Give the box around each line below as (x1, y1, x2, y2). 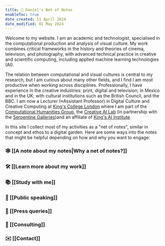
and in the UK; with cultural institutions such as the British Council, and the (5, 93, 159, 99)
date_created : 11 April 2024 (5, 17, 66, 22)
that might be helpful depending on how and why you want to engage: (5, 135, 150, 141)
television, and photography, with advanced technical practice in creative (5, 51, 156, 57)
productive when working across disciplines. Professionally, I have (5, 82, 142, 88)
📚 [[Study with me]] (5, 179, 56, 186)
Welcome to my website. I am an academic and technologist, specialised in (5, 35, 160, 41)
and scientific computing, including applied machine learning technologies (5, 56, 159, 63)
